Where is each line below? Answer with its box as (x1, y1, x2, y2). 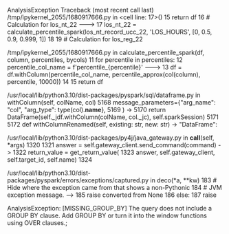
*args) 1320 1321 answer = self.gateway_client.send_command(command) (7, 141, 217, 149)
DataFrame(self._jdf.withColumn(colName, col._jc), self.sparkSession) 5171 (7, 113, 219, 121)
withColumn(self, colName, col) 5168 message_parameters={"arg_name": (7, 98, 216, 106)
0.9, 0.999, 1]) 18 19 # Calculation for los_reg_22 (7, 35, 143, 43)
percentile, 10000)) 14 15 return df (7, 78, 103, 85)
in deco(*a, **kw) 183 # (150, 176, 217, 184)
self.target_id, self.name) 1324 (7, 156, 93, 164)
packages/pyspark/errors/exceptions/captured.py (7, 176, 149, 184)
